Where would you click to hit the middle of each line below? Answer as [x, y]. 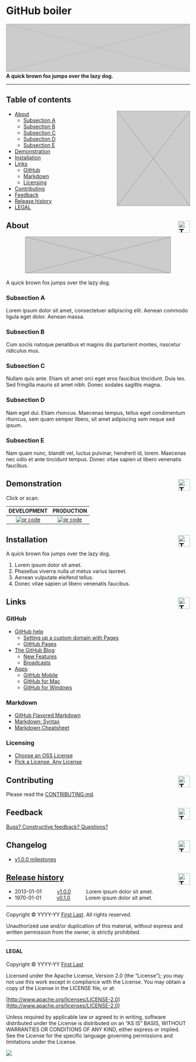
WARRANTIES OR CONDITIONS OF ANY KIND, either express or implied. [93, 1029]
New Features [40, 656]
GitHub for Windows [48, 687]
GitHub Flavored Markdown [48, 715]
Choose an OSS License [43, 755]
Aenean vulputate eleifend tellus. [54, 577]
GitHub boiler [39, 11]
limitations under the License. [41, 1042]
